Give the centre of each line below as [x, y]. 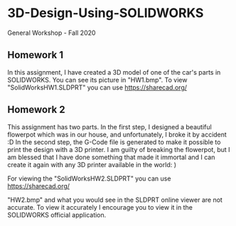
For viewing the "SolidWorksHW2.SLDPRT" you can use [89, 178]
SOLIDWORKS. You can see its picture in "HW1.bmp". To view [97, 80]
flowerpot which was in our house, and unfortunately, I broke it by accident [117, 134]
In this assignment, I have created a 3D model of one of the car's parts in [114, 72]
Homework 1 [36, 55]
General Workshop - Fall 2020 [52, 33]
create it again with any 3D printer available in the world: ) [92, 164]
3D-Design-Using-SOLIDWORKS [106, 13]
